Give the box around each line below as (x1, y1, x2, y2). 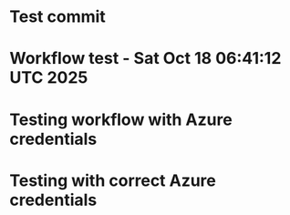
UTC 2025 (9, 67, 88, 88)
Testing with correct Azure (9, 170, 217, 190)
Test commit (9, 6, 107, 27)
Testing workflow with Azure (9, 109, 233, 129)
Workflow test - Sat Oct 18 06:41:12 (9, 48, 282, 69)
